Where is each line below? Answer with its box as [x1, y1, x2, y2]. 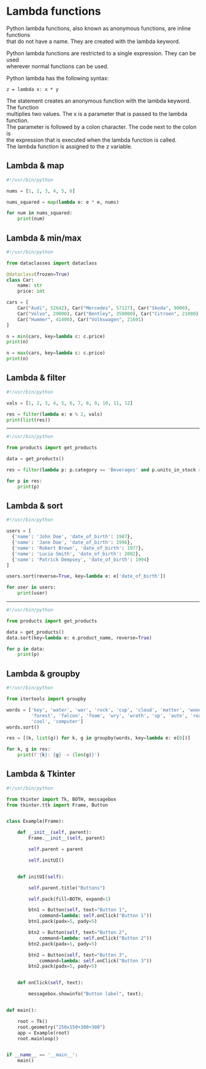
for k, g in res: [6, 746, 51, 752]
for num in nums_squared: [6, 210, 72, 216]
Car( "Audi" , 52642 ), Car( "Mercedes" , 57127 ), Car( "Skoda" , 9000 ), [17, 305, 191, 311]
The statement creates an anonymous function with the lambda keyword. [6, 97, 191, 104]
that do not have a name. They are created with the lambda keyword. [6, 37, 181, 45]
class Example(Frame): [6, 818, 64, 825]
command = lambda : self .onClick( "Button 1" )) [39, 913, 152, 919]
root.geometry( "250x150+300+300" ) [17, 1024, 105, 1030]
